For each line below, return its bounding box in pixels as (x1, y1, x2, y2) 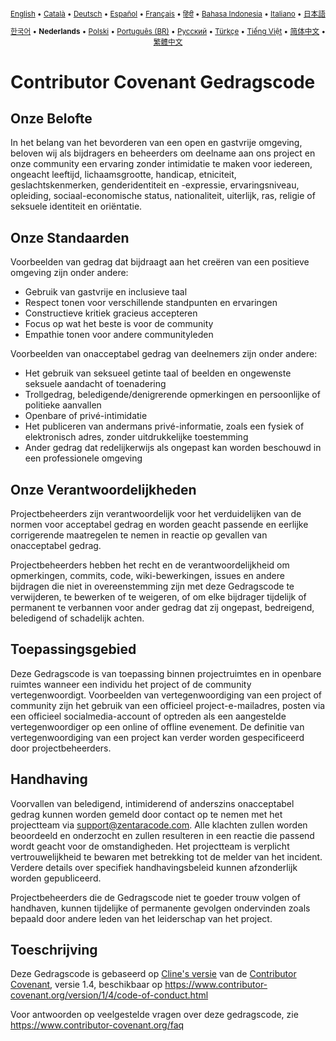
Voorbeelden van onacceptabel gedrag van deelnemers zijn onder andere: (10, 348, 318, 360)
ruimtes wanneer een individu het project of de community (10, 678, 252, 690)
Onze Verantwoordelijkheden (10, 481, 197, 498)
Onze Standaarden (10, 229, 130, 246)
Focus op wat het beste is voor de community (24, 318, 214, 330)
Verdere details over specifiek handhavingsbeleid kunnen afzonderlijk (10, 861, 298, 873)
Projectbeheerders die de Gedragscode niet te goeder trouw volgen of (10, 891, 301, 903)
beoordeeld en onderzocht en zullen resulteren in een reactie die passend (10, 829, 315, 841)
